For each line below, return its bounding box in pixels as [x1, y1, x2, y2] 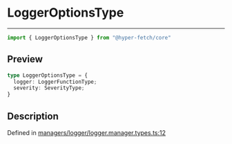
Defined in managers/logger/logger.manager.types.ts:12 [7, 128, 166, 136]
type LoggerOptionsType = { [7, 71, 88, 79]
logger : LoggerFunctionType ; [13, 78, 97, 85]
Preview [7, 53, 43, 65]
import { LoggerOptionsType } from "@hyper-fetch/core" [7, 34, 171, 41]
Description [7, 110, 59, 122]
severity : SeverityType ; [13, 84, 85, 91]
